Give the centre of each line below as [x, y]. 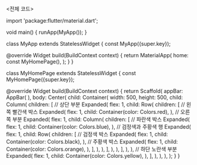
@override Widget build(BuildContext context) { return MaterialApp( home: [97, 55]
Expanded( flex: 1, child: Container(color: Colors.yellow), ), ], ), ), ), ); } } [93, 156]
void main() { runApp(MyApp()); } [47, 32]
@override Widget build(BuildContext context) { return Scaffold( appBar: [95, 91]
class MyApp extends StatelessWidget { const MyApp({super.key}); [88, 44]
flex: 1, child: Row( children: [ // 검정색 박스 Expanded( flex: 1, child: [87, 134]
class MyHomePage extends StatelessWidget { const [71, 73]
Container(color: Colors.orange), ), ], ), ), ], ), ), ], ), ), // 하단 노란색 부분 [92, 149]
